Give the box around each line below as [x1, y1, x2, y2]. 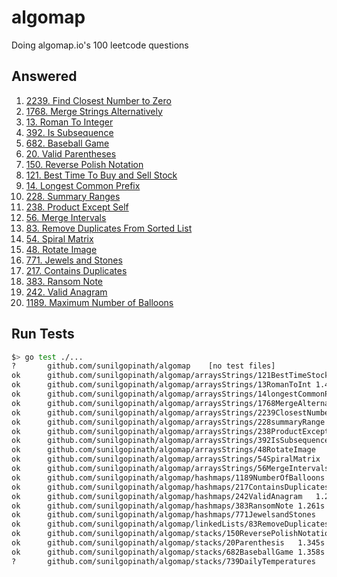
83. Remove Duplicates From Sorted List [25, 222, 193, 234]
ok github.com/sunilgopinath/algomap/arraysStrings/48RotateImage [11, 445, 316, 455]
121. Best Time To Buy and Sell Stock [25, 169, 178, 181]
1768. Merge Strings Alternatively [25, 105, 163, 117]
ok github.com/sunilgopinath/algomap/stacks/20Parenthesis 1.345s [11, 538, 326, 548]
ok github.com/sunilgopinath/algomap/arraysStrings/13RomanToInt [11, 380, 312, 390]
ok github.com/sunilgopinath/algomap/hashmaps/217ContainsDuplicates [11, 482, 330, 492]
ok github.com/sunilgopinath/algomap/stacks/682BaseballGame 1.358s [11, 547, 326, 557]
